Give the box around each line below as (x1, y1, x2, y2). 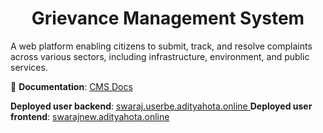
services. (10, 61, 48, 73)
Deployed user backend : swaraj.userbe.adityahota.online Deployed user (10, 100, 313, 112)
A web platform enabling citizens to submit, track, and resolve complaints (10, 40, 313, 52)
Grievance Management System (31, 7, 305, 30)
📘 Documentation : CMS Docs (10, 80, 133, 92)
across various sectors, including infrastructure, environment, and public (10, 50, 310, 62)
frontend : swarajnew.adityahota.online (10, 110, 170, 122)
